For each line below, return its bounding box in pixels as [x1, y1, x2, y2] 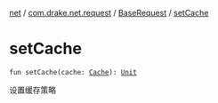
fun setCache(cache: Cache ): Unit [9, 67, 138, 76]
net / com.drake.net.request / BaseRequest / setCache [9, 8, 209, 18]
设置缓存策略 [9, 84, 56, 95]
